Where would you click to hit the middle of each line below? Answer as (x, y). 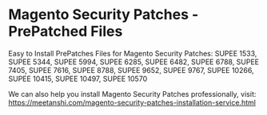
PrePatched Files (66, 31)
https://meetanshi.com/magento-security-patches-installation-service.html (132, 102)
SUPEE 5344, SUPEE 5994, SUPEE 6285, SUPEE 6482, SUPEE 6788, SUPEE (134, 62)
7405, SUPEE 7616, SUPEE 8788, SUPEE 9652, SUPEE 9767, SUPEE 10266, (131, 70)
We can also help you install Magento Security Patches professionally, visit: (132, 94)
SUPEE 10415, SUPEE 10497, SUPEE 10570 (78, 79)
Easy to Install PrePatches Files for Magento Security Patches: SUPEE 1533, (133, 53)
